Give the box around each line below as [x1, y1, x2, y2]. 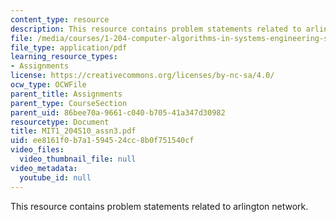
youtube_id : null [19, 172, 92, 183]
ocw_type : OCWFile [10, 80, 87, 90]
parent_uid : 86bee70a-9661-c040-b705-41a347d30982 [10, 107, 226, 118]
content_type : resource [10, 14, 110, 25]
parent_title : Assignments [10, 89, 123, 99]
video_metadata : [10, 163, 78, 173]
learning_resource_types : [10, 52, 118, 62]
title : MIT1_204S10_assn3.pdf [10, 126, 137, 136]
